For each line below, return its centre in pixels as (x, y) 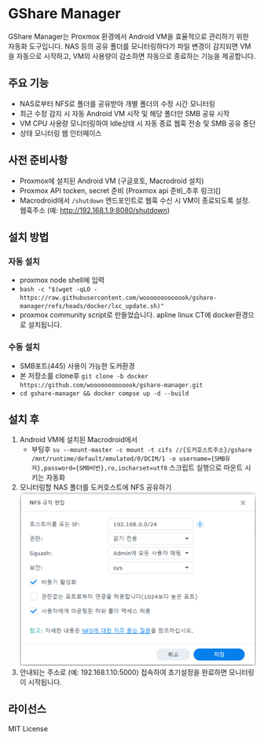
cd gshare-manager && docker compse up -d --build (104, 394)
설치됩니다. (45, 325)
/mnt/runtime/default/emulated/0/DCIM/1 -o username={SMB (128, 459)
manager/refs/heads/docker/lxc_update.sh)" (92, 306)
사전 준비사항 (38, 161)
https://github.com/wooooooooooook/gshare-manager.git (111, 385)
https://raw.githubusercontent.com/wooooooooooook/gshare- (118, 298)
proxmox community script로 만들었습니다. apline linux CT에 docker (127, 315)
